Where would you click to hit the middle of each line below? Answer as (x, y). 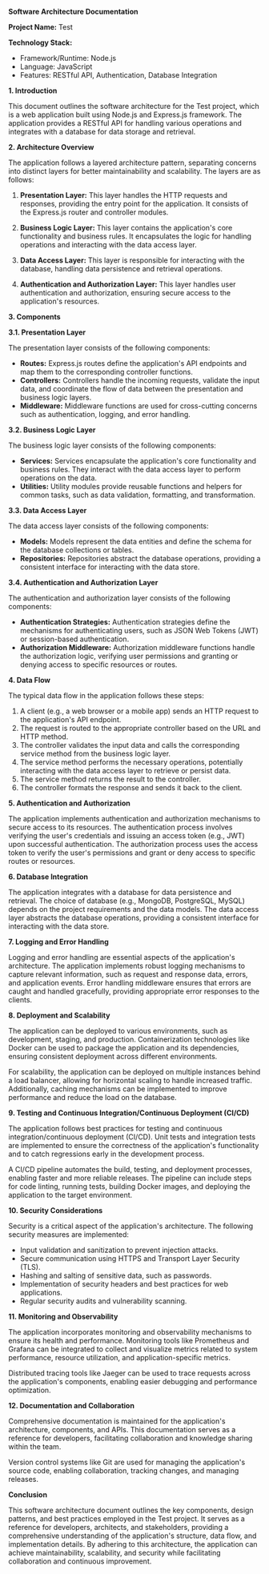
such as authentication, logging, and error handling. (105, 414)
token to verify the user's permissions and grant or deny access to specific (132, 853)
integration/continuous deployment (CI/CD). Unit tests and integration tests (132, 1137)
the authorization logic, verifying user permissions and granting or (129, 656)
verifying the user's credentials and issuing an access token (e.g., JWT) (127, 835)
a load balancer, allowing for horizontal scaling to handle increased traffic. (130, 1080)
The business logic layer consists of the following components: (112, 445)
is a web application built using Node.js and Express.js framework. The (125, 114)
